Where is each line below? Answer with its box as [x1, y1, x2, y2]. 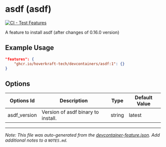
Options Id [9, 97, 35, 104]
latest [128, 112, 142, 119]
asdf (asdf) [5, 3, 52, 15]
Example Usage [5, 43, 54, 52]
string [110, 112, 124, 119]
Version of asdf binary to [41, 109, 99, 115]
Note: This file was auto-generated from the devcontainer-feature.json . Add [5, 132, 160, 138]
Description [59, 97, 88, 104]
